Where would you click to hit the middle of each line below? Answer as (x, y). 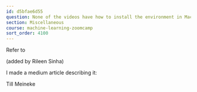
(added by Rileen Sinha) (35, 62)
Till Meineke (21, 84)
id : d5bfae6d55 (25, 11)
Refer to (16, 50)
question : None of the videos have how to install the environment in (94, 17)
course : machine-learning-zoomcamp (50, 28)
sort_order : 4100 (27, 33)
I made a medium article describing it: (52, 73)
